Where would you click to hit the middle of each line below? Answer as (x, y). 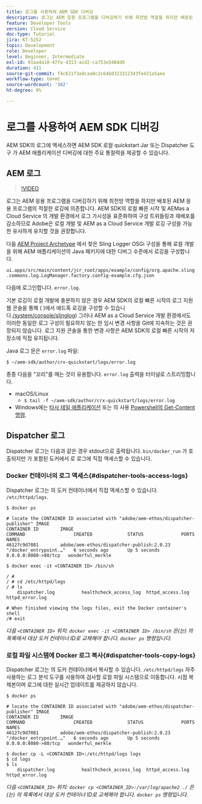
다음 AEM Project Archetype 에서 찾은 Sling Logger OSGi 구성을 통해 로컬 (95, 243)
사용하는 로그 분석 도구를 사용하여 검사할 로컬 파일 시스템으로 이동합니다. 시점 (97, 677)
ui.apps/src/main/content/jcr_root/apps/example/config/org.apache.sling (101, 270)
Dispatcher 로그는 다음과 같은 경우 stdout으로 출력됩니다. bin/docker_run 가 (97, 451)
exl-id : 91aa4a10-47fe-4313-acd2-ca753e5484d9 (66, 62)
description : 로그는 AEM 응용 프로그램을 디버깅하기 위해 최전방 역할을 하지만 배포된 (100, 17)
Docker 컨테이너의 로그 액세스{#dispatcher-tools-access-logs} (97, 476)
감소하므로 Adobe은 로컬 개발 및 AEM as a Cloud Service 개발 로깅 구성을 (94, 223)
